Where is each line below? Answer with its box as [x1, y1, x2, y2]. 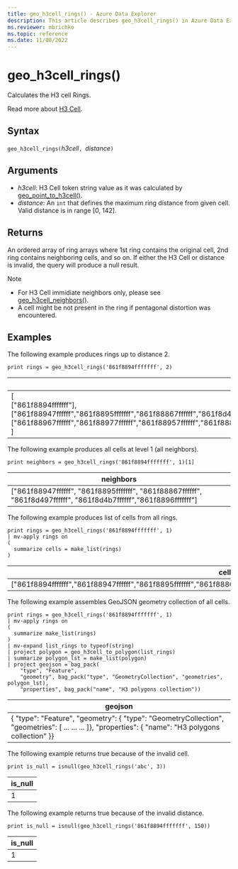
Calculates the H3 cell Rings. [7, 91, 91, 99]
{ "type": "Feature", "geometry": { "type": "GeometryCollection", [11, 714, 225, 723]
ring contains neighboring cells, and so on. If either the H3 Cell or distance [7, 253, 225, 261]
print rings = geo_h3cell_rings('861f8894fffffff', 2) [7, 364, 173, 371]
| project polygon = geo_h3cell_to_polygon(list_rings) [7, 649, 176, 656]
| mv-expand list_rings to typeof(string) [7, 643, 135, 650]
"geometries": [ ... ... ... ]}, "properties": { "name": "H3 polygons [11, 722, 220, 732]
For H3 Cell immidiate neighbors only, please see [17, 288, 161, 297]
